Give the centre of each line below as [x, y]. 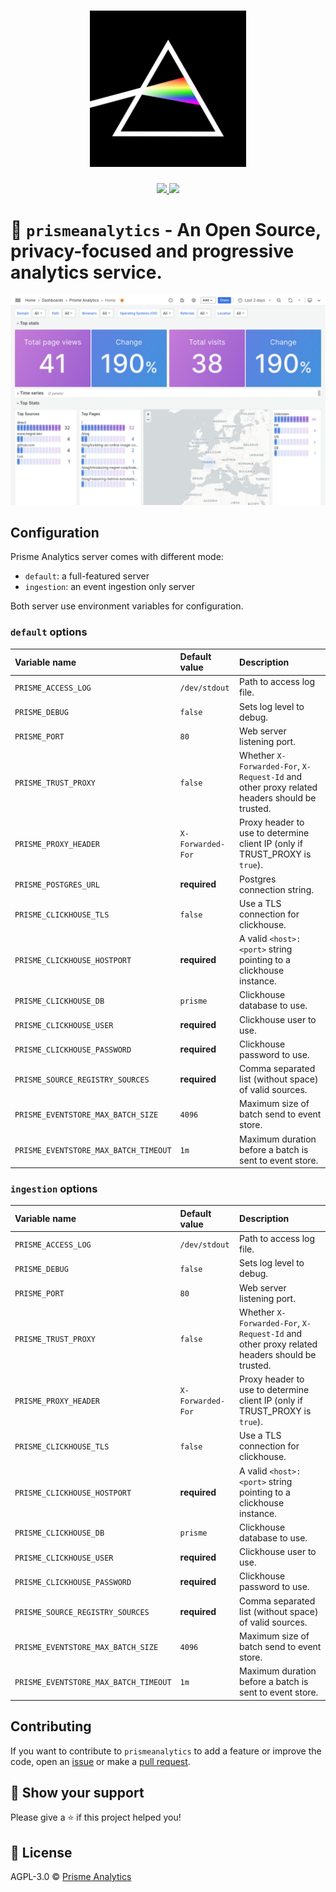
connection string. [276, 889]
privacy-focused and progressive [152, 251]
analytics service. [86, 272]
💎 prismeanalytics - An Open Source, [166, 230]
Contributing [51, 1726]
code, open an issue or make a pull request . [100, 1761]
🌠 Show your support [77, 1792]
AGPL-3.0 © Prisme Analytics [71, 1877]
